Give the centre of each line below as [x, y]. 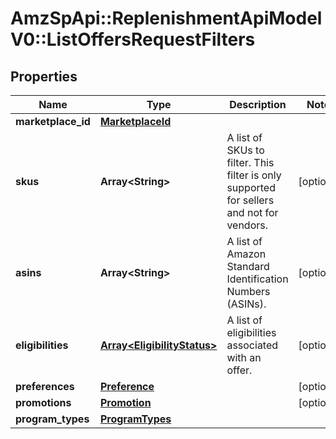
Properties [44, 76]
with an [244, 357]
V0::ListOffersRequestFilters [133, 39]
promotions [43, 402]
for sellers [250, 200]
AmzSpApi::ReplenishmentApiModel [166, 18]
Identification [257, 279]
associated [252, 345]
